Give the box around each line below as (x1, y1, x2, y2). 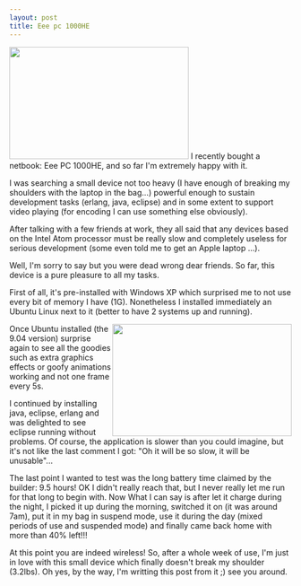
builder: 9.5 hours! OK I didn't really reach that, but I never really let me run (9, 482, 285, 493)
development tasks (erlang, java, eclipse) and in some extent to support (9, 197, 274, 207)
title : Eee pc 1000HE (9, 22, 90, 31)
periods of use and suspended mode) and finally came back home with (9, 520, 272, 530)
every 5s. (9, 380, 44, 391)
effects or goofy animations (9, 361, 112, 372)
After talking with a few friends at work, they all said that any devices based (9, 223, 289, 234)
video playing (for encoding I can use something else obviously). (9, 206, 248, 216)
